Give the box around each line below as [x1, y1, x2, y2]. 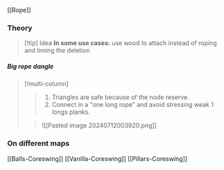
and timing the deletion [24, 46, 90, 55]
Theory [7, 23, 33, 33]
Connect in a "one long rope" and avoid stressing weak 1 [51, 101, 214, 109]
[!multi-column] [24, 80, 69, 88]
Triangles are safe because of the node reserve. [51, 93, 189, 101]
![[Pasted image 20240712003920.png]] [41, 121, 157, 130]
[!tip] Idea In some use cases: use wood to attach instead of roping [24, 39, 217, 47]
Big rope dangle [7, 62, 54, 70]
